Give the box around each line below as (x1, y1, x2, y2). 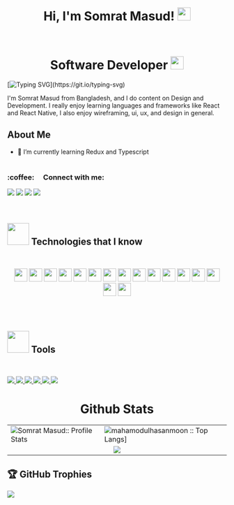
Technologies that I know (31, 236, 143, 248)
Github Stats (79, 401, 155, 417)
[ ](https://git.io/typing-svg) (7, 80, 125, 89)
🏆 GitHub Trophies (7, 468, 93, 480)
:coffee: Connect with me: (7, 172, 104, 182)
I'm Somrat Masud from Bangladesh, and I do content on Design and (7, 94, 204, 102)
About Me (7, 129, 51, 141)
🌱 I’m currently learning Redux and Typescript (17, 147, 149, 156)
